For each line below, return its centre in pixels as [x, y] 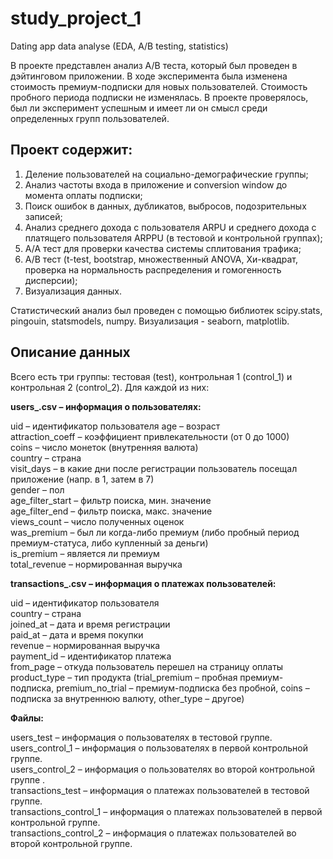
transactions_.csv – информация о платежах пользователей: [143, 583]
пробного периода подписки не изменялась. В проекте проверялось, [159, 97]
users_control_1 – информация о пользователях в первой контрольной [159, 748]
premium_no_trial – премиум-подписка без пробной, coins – [183, 688]
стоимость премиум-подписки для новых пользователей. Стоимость [159, 86]
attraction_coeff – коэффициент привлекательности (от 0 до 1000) [150, 436]
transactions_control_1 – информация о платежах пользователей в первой [166, 811]
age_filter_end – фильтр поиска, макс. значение [111, 511]
